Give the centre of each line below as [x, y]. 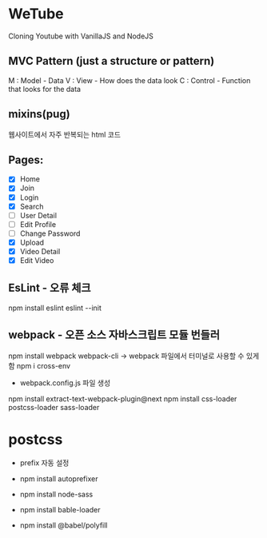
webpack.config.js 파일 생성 [65, 383]
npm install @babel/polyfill [64, 525]
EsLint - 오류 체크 [50, 288]
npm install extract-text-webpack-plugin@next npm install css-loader [123, 399]
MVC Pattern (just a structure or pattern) [112, 61]
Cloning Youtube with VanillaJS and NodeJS [81, 36]
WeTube [36, 14]
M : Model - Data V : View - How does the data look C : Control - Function [130, 80]
